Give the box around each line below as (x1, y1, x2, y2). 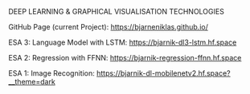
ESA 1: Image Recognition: (8, 69, 95, 78)
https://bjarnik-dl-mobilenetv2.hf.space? (96, 69, 231, 78)
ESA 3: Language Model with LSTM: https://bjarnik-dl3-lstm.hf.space (8, 37, 237, 47)
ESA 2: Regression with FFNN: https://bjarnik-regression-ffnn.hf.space (8, 53, 242, 62)
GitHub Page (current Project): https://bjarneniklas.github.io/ (8, 22, 209, 31)
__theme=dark (8, 77, 56, 86)
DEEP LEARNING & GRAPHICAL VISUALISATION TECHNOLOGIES (8, 7, 225, 16)
